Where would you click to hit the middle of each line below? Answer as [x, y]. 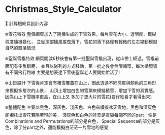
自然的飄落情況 [20, 47]
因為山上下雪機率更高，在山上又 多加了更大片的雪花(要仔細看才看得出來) [79, 96]
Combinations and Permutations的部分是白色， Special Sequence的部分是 [81, 121]
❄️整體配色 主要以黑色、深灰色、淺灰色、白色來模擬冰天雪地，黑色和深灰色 [81, 107]
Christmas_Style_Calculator [63, 9]
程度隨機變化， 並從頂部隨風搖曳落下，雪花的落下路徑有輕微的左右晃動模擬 [81, 42]
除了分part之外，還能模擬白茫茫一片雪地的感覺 [61, 127]
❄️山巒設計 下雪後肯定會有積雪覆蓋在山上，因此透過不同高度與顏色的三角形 [81, 83]
